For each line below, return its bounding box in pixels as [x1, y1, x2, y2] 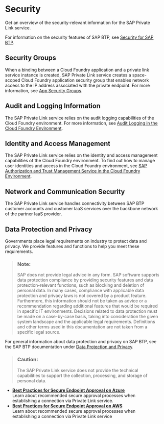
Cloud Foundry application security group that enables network [21, 77, 149, 83]
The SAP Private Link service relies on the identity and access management [5, 152, 158, 158]
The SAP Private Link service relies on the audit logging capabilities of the [5, 115, 154, 121]
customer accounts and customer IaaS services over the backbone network [5, 206, 158, 212]
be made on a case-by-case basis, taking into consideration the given [17, 314, 158, 320]
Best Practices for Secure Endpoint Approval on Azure [12, 387, 125, 393]
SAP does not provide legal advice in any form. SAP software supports [17, 272, 160, 278]
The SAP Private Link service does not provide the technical [17, 367, 139, 373]
